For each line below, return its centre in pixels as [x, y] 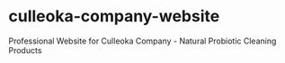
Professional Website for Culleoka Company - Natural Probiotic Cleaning [142, 41]
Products [25, 50]
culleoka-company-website [114, 16]
